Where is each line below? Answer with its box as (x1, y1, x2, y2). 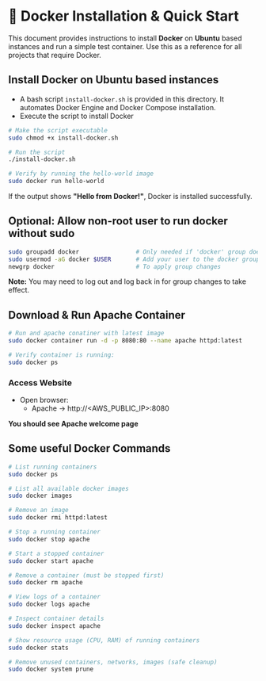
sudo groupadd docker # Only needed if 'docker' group (8, 247, 246, 256)
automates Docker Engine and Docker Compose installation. (19, 102, 216, 112)
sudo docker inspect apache (8, 622, 101, 629)
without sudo (8, 227, 75, 240)
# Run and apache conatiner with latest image (8, 329, 165, 338)
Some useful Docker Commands (8, 442, 171, 455)
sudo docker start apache (8, 557, 93, 565)
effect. (8, 285, 30, 295)
